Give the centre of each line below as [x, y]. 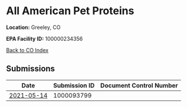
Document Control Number [139, 85]
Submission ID [74, 85]
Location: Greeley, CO [33, 27]
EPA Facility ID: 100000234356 [45, 38]
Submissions [30, 69]
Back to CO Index [27, 50]
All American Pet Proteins [70, 11]
